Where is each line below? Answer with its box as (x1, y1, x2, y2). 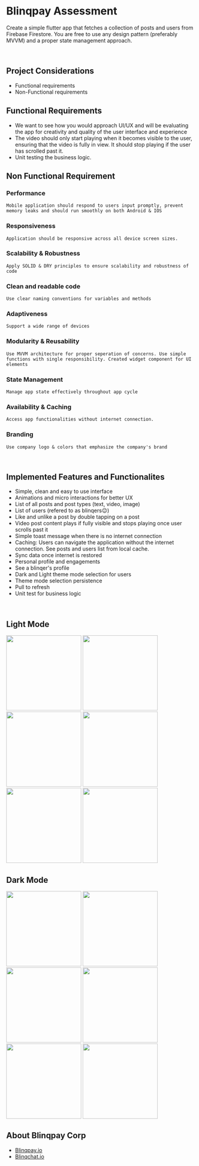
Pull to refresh (14, 584, 50, 591)
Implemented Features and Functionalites (6, 472, 165, 482)
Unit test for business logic (14, 590, 82, 597)
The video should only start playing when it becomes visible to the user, (14, 134, 193, 142)
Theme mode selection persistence (14, 577, 102, 584)
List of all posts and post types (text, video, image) (14, 501, 140, 508)
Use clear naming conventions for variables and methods (6, 296, 152, 302)
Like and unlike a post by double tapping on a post (14, 513, 140, 520)
